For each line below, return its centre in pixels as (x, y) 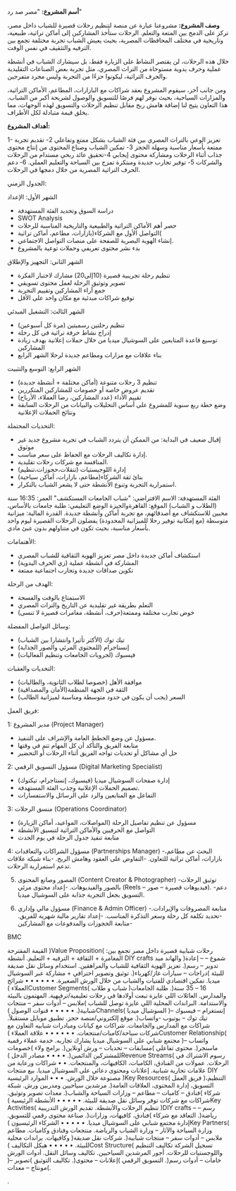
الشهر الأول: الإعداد (32, 197)
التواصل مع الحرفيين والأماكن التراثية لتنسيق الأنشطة (86, 830)
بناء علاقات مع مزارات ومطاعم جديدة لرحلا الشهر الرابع (89, 355)
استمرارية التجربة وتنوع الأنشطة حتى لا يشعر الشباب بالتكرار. (97, 484)
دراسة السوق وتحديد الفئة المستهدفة (66, 211)
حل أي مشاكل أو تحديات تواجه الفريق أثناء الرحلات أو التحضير (97, 753)
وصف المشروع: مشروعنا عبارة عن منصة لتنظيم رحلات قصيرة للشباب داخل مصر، (113, 25)
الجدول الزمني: (27, 183)
